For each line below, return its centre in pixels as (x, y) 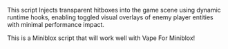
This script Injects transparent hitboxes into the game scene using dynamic (114, 10)
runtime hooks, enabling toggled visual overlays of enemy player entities (110, 17)
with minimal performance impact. (56, 24)
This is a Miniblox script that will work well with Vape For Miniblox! (101, 38)
